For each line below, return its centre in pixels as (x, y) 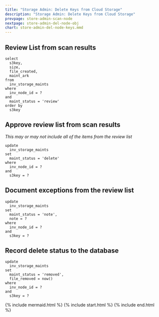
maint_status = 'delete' (34, 158)
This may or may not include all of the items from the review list (69, 137)
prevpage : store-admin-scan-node (39, 19)
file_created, (24, 71)
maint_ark (19, 76)
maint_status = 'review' (34, 101)
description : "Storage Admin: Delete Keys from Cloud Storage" (70, 14)
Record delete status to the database (62, 250)
